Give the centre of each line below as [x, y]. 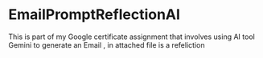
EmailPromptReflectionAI [95, 15]
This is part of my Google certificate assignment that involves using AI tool [131, 37]
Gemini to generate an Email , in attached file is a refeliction [107, 44]
